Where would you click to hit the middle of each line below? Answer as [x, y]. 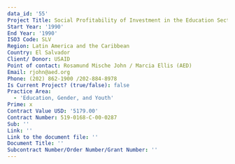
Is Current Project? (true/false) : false [69, 85]
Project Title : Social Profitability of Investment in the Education [111, 20]
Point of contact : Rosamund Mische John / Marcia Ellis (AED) [100, 66]
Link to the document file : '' [53, 137]
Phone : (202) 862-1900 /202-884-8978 [62, 79]
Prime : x [20, 105]
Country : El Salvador [39, 53]
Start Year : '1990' [36, 27]
